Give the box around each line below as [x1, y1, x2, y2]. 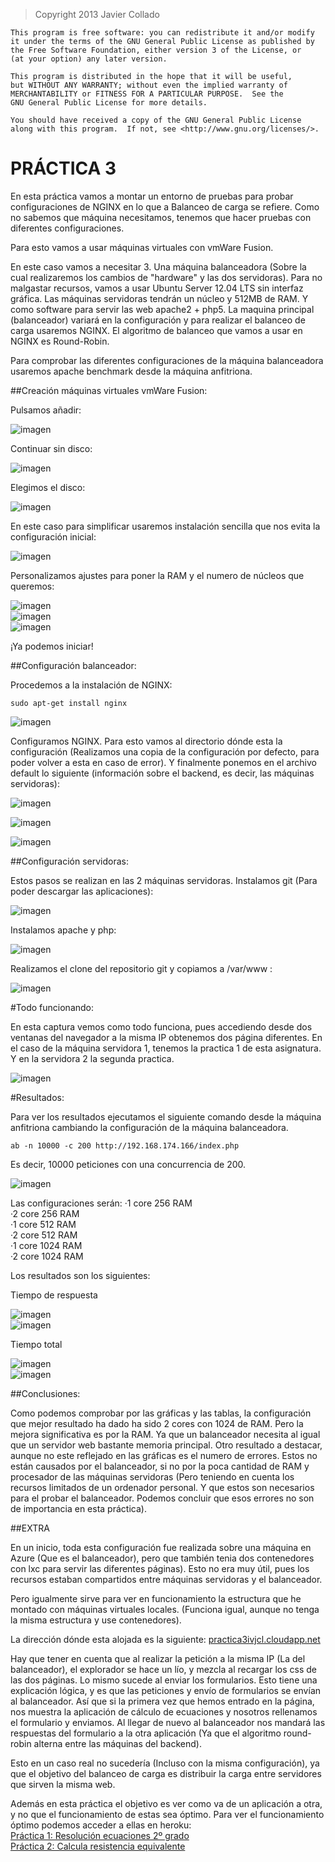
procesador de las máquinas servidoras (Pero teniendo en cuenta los [10, 1470, 295, 1483]
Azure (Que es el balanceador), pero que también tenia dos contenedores [10, 1552, 315, 1564]
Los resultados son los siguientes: [10, 1269, 151, 1281]
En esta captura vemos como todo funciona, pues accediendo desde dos [10, 1020, 313, 1033]
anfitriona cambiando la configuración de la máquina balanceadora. [10, 1121, 289, 1133]
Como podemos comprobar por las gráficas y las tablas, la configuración [10, 1407, 312, 1419]
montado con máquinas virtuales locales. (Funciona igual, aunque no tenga [10, 1603, 320, 1615]
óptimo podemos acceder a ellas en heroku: [10, 1819, 192, 1831]
